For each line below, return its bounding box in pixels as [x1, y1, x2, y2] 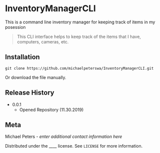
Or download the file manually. [5, 74, 67, 80]
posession [5, 24, 26, 30]
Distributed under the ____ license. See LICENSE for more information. [5, 143, 143, 149]
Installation [5, 53, 40, 61]
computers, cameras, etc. [17, 38, 69, 44]
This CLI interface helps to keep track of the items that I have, [17, 34, 141, 39]
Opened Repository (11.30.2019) [19, 107, 84, 113]
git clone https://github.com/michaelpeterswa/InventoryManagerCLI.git [5, 66, 154, 71]
